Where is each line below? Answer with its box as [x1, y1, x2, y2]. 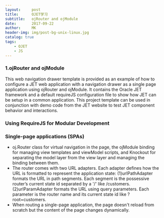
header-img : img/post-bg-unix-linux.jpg [5, 30, 90, 35]
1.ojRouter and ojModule [5, 65, 65, 72]
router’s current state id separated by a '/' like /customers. [12, 181, 131, 187]
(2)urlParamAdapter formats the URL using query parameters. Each [12, 186, 149, 192]
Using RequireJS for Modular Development [5, 119, 110, 126]
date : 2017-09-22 [5, 21, 54, 26]
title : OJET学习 [5, 12, 48, 17]
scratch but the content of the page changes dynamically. [12, 207, 130, 213]
